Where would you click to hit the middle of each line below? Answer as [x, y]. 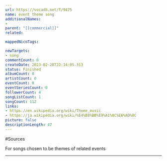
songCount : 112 [21, 102]
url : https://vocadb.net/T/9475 [39, 10]
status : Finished [23, 69]
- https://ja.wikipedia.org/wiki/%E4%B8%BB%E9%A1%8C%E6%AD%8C [71, 116]
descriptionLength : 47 [29, 125]
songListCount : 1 [23, 97]
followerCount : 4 [23, 92]
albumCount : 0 [20, 74]
